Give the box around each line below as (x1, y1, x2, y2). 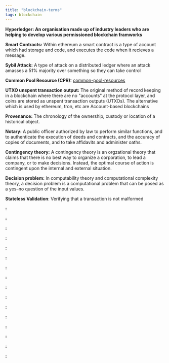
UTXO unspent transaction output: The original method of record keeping (5, 87, 161, 93)
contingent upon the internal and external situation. (5, 165, 112, 171)
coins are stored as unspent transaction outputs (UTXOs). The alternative (5, 97, 158, 104)
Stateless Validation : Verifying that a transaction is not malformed (5, 195, 144, 202)
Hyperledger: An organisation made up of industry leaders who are (5, 26, 149, 32)
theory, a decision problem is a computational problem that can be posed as (5, 180, 164, 186)
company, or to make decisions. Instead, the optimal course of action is (5, 159, 154, 166)
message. (5, 52, 26, 58)
